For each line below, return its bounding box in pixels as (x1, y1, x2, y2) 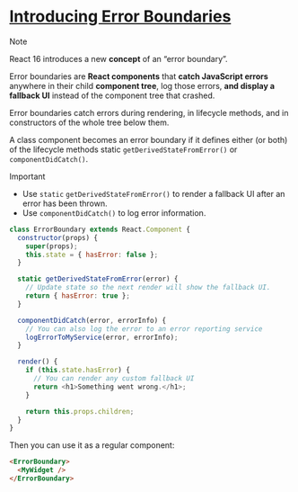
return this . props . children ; (25, 407, 135, 416)
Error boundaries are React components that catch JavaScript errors (9, 70, 269, 82)
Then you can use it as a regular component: (9, 440, 175, 451)
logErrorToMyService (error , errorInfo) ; (25, 333, 179, 342)
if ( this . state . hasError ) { (25, 366, 130, 375)
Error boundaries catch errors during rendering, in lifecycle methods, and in (9, 107, 289, 118)
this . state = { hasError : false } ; (25, 250, 159, 259)
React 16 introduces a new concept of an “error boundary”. (9, 53, 228, 64)
